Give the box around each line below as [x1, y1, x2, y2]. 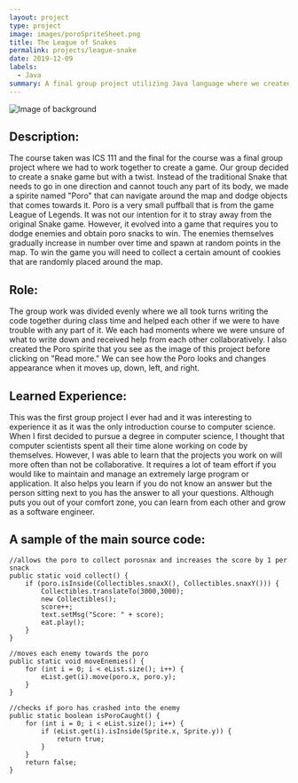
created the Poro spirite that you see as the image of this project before [9, 344, 271, 355]
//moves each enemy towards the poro [9, 649, 149, 658]
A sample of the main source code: [9, 532, 206, 547]
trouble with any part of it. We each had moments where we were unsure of [9, 325, 286, 336]
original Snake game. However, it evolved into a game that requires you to [9, 219, 278, 229]
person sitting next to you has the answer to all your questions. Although [9, 488, 275, 499]
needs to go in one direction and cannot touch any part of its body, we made [9, 181, 289, 192]
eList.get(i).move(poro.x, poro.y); [41, 672, 176, 681]
